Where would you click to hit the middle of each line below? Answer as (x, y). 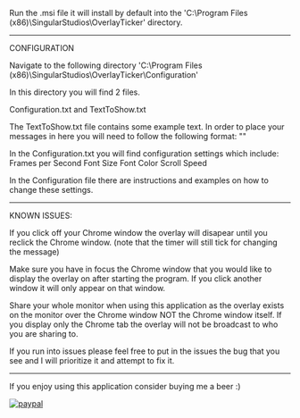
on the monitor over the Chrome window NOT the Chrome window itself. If (146, 315)
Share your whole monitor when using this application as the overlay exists (147, 305)
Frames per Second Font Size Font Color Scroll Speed (108, 163)
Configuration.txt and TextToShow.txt (78, 109)
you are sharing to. (44, 334)
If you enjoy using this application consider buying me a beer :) (125, 386)
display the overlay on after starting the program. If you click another (136, 279)
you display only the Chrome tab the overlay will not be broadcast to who (144, 324)
